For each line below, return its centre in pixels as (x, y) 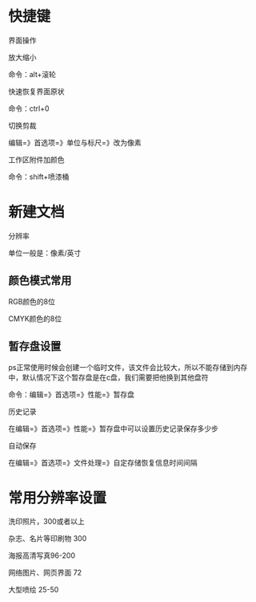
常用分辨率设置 (58, 498)
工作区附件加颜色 (36, 159)
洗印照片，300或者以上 (47, 522)
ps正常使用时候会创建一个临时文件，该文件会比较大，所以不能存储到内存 (128, 367)
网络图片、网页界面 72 (45, 573)
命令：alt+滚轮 (32, 74)
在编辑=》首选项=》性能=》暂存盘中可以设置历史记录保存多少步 (113, 428)
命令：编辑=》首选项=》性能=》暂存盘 (71, 394)
